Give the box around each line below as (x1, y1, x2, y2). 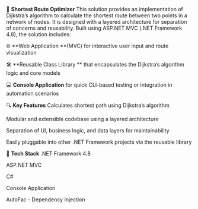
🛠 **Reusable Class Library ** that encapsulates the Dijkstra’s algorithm (6, 61, 185, 68)
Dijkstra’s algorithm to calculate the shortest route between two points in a (6, 12, 188, 19)
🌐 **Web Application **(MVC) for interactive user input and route (6, 42, 169, 49)
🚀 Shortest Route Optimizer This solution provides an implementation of (6, 6, 184, 12)
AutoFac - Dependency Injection (6, 196, 85, 203)
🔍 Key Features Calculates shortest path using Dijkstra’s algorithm (6, 102, 170, 109)
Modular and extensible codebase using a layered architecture (6, 116, 159, 122)
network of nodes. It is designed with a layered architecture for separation (6, 18, 187, 25)
